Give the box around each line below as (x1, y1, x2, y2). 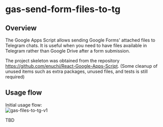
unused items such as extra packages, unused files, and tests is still (5, 68, 148, 74)
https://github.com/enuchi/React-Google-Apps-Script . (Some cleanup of (5, 63, 158, 69)
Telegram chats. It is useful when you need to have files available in (5, 43, 147, 49)
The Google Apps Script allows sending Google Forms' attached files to (5, 37, 155, 43)
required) (5, 74, 25, 79)
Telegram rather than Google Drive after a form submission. (5, 48, 130, 54)
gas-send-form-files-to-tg (5, 4, 121, 15)
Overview (5, 24, 37, 32)
